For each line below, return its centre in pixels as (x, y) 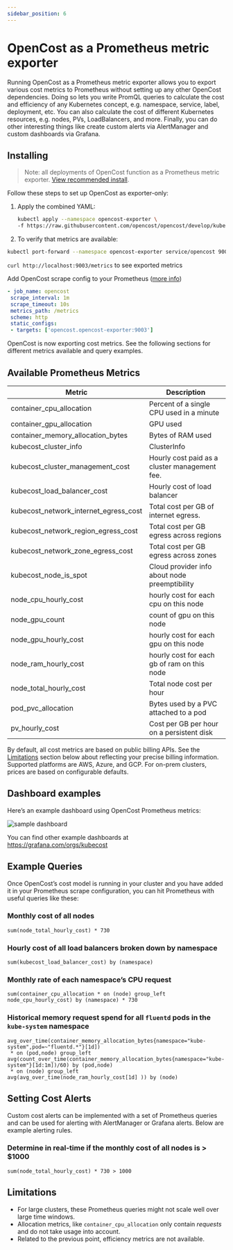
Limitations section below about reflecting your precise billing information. (113, 757)
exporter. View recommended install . (77, 180)
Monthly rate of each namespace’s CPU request (89, 980)
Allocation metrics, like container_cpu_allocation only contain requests (119, 1224)
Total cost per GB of (181, 506)
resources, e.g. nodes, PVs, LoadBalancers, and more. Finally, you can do (112, 119)
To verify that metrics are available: (68, 239)
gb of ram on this (176, 663)
